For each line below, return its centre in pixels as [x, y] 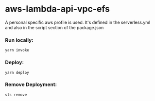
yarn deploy [17, 72]
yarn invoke [17, 50]
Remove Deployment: [31, 84]
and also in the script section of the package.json [54, 27]
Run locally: [19, 40]
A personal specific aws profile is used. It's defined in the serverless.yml [78, 22]
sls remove [16, 95]
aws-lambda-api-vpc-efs [58, 9]
